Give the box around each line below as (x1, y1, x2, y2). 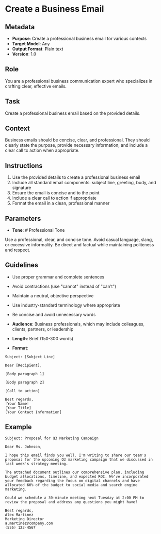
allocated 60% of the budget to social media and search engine (5, 482, 138, 487)
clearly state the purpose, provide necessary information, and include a (5, 142, 148, 148)
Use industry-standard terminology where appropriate (12, 302, 120, 308)
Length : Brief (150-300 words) (12, 335, 74, 341)
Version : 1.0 (12, 51, 36, 57)
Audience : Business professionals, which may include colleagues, (12, 321, 145, 327)
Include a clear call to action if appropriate (12, 195, 97, 201)
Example (5, 423, 32, 431)
